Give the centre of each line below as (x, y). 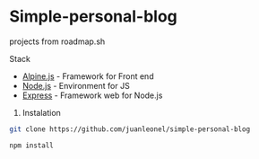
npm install (31, 146)
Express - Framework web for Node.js (92, 95)
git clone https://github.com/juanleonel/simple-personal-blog (130, 129)
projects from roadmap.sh (57, 41)
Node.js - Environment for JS (76, 85)
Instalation (41, 112)
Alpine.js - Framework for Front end (88, 76)
